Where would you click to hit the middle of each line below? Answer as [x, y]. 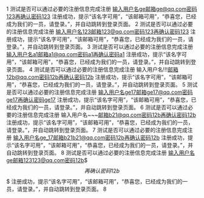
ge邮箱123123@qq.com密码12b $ [47, 160]
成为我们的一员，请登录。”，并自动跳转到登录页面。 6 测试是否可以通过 [100, 107]
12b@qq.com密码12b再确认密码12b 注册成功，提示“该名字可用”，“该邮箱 [97, 77]
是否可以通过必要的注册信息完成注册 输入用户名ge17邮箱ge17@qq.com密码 [100, 92]
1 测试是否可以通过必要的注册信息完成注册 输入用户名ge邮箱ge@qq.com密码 [102, 9]
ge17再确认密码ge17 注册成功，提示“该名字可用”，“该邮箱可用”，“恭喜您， [99, 100]
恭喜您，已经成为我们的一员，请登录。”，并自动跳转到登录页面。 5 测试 [110, 84]
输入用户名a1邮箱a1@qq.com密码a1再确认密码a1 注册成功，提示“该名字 [94, 54]
